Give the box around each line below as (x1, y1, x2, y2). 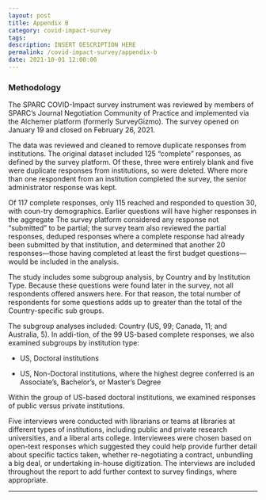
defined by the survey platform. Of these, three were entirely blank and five (8, 158, 254, 167)
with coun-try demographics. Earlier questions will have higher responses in (8, 207, 257, 216)
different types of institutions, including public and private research (8, 425, 228, 434)
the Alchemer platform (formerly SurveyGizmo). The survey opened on (8, 116, 239, 127)
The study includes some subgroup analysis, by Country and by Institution (8, 273, 251, 282)
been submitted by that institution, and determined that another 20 (8, 240, 226, 250)
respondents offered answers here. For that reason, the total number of (8, 289, 241, 299)
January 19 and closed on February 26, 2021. (8, 125, 156, 135)
